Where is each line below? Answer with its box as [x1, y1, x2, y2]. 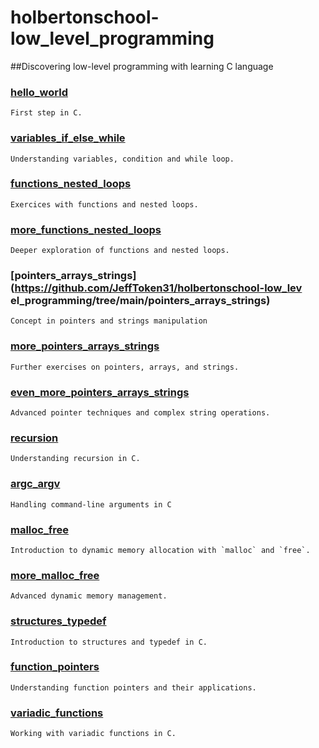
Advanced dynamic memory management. [10, 591, 168, 601]
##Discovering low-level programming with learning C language [10, 60, 274, 72]
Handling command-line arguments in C [10, 499, 172, 510]
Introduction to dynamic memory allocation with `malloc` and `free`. [10, 545, 311, 555]
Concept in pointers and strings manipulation [10, 316, 208, 326]
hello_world [10, 85, 68, 99]
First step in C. [10, 108, 83, 118]
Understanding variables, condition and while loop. [10, 154, 235, 164]
